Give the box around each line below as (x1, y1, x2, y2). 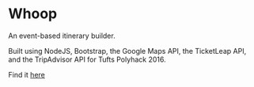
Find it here (8, 70, 45, 79)
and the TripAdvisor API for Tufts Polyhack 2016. (8, 55, 166, 64)
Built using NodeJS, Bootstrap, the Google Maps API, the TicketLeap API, (8, 46, 247, 55)
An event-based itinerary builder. (8, 31, 116, 40)
